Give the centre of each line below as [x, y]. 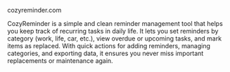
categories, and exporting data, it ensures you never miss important [106, 53]
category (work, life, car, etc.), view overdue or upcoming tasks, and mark [115, 38]
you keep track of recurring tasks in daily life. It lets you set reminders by [113, 31]
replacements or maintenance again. [60, 61]
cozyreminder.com [34, 10]
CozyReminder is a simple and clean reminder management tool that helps [115, 23]
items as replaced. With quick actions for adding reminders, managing [109, 46]
